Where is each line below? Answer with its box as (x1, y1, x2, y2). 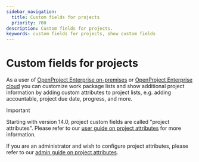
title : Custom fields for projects (11, 14, 100, 20)
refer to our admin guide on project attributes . (6, 149, 119, 156)
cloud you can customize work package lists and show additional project (6, 83, 185, 90)
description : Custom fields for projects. (6, 25, 113, 32)
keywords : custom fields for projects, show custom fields (6, 31, 156, 37)
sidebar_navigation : (6, 8, 58, 15)
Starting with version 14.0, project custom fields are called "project (6, 119, 170, 126)
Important (6, 107, 30, 114)
